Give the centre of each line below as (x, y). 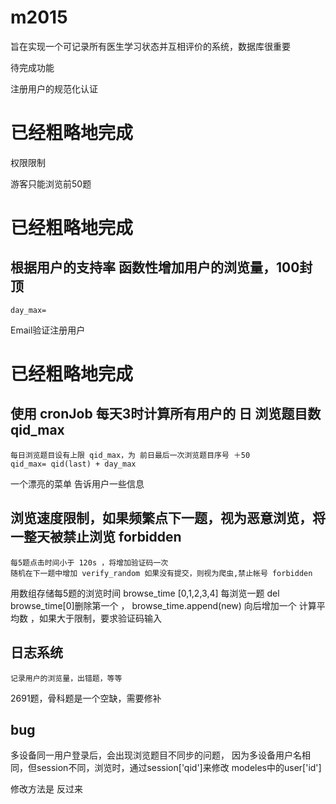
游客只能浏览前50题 (51, 183)
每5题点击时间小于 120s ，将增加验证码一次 (89, 562)
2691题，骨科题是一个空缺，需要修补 (86, 698)
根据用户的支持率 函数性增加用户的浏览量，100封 (161, 267)
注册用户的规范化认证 (54, 88)
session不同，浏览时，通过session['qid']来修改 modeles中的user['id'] (179, 768)
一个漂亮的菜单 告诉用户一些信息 (77, 483)
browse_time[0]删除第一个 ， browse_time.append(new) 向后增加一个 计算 (163, 605)
